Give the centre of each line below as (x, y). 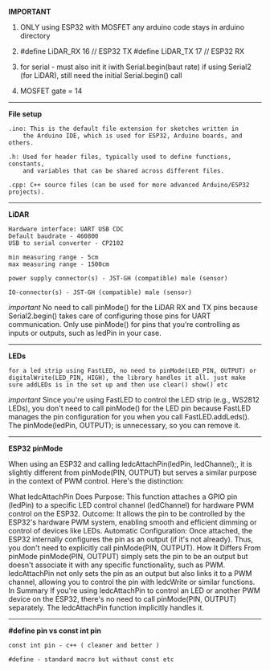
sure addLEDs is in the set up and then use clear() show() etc (118, 385)
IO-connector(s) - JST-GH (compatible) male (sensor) (100, 292)
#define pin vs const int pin (55, 631)
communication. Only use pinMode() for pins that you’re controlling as (124, 324)
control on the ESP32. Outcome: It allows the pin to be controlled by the (127, 514)
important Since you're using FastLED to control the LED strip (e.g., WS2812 (134, 400)
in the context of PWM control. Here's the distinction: (96, 481)
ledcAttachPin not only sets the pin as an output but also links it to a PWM (130, 573)
